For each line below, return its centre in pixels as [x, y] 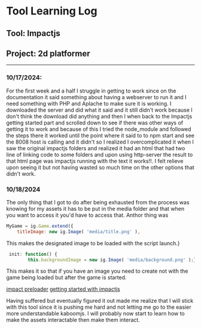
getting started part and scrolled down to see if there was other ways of [95, 123]
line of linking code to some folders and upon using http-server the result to [100, 154]
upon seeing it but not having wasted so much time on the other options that [100, 167]
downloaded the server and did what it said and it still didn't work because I [99, 110]
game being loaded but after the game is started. [66, 278]
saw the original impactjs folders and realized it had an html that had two [96, 148]
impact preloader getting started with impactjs [63, 289]
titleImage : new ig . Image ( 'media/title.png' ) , [79, 232]
